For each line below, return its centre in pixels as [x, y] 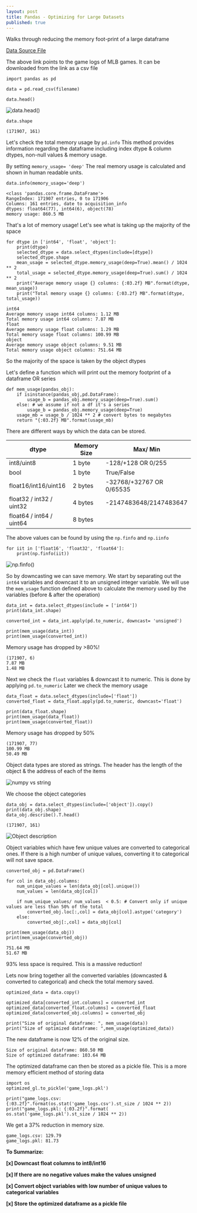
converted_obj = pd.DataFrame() [45, 871]
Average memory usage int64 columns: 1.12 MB [62, 314]
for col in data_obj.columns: [43, 881]
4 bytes [83, 503]
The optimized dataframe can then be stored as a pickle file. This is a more [96, 1066]
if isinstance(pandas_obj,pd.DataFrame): [68, 395]
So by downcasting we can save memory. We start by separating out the [94, 576]
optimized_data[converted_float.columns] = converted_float [81, 1008]
